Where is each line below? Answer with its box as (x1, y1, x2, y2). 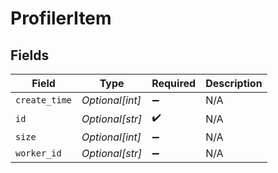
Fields (10, 47, 50, 64)
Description (205, 77, 263, 90)
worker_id (15, 148, 62, 159)
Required (151, 77, 197, 90)
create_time (15, 95, 73, 106)
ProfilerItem (10, 7, 112, 30)
